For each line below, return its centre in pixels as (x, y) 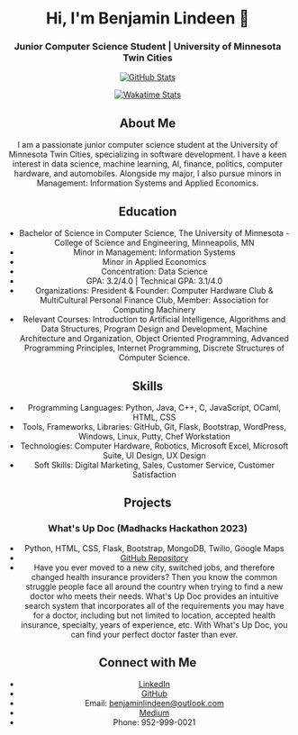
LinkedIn (154, 685)
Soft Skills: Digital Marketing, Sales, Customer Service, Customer (154, 465)
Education (148, 211)
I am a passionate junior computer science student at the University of (148, 145)
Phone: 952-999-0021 (154, 722)
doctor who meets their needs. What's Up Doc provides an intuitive (154, 596)
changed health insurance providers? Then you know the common (154, 576)
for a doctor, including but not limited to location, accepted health (154, 615)
